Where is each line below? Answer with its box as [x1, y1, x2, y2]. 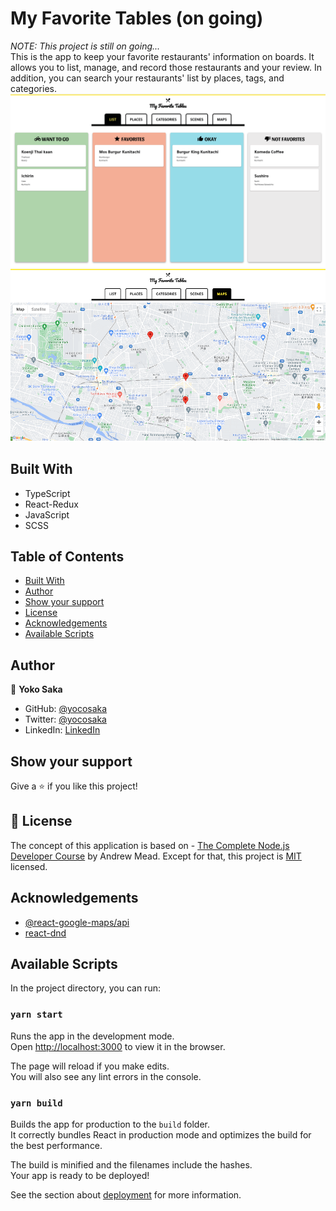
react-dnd [24, 927, 67, 939]
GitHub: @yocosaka [24, 703, 108, 715]
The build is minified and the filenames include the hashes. [10, 1159, 253, 1171]
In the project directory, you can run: [10, 982, 161, 994]
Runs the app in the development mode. [10, 1030, 175, 1042]
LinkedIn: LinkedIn [24, 724, 101, 736]
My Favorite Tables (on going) [10, 7, 264, 30]
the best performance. [10, 1140, 103, 1152]
